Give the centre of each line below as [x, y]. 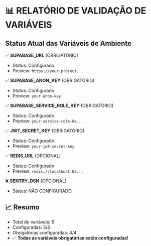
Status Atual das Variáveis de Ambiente [68, 43]
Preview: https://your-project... [48, 71]
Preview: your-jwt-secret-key [43, 146]
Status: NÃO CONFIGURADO [42, 191]
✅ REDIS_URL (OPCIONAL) [33, 156]
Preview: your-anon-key [37, 96]
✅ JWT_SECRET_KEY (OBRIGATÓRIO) [45, 131]
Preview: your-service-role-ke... [48, 121]
